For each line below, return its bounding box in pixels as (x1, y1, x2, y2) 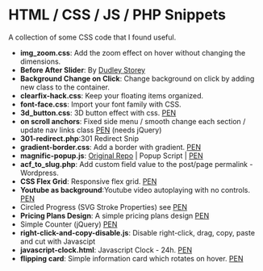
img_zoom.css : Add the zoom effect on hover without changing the (19, 48, 246, 57)
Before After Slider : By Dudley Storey (19, 65, 146, 74)
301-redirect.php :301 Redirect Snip (19, 133, 140, 143)
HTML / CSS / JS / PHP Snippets (8, 6, 226, 24)
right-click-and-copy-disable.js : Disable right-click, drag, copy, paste (19, 227, 256, 237)
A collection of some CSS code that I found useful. (8, 32, 177, 42)
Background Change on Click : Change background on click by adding (19, 73, 255, 83)
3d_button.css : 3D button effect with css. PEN (19, 107, 177, 118)
